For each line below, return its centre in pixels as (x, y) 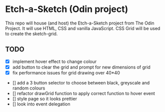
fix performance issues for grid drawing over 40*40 (66, 72)
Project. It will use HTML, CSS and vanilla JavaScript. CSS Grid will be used (83, 28)
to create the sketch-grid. (31, 33)
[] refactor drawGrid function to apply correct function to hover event (83, 93)
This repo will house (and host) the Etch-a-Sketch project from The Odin (80, 23)
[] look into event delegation (41, 104)
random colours (29, 88)
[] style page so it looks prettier (45, 98)
